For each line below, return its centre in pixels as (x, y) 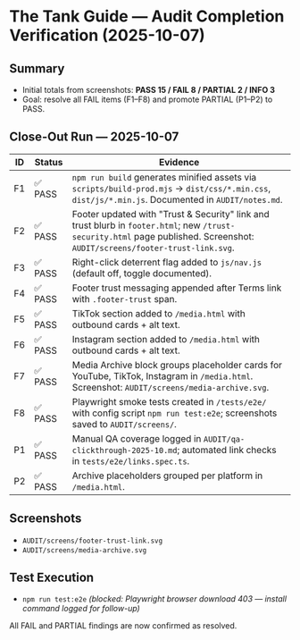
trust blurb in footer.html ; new (136, 225)
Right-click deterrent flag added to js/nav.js (167, 262)
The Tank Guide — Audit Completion (147, 17)
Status (49, 162)
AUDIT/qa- (225, 439)
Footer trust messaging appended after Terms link (177, 288)
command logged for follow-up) (81, 609)
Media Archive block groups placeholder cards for (177, 365)
